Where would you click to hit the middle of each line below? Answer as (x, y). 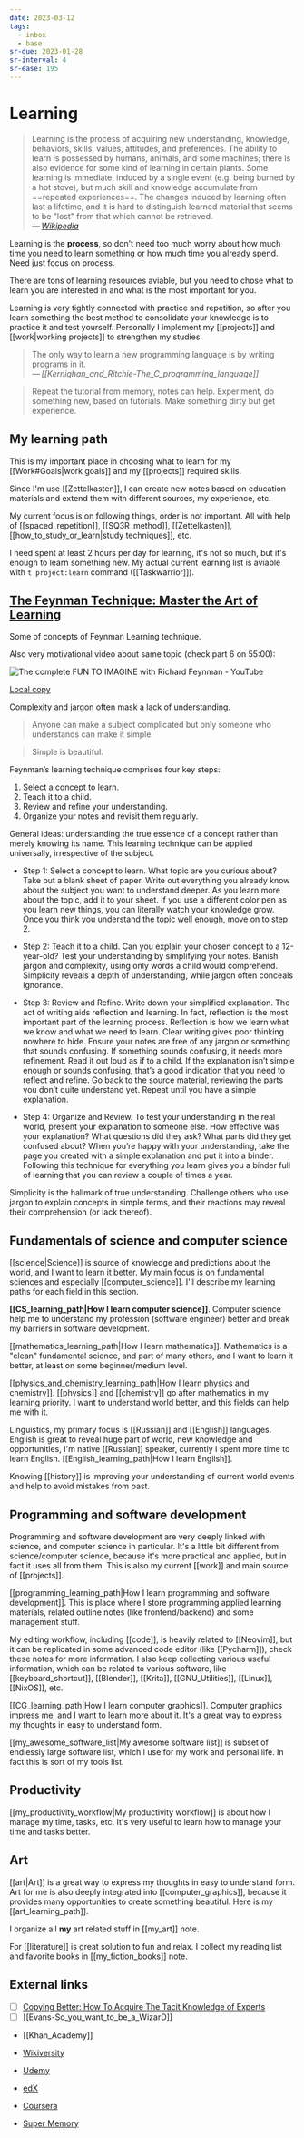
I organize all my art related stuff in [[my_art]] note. (104, 1929)
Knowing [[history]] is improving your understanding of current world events (152, 1477)
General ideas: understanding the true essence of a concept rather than (144, 834)
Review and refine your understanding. (95, 807)
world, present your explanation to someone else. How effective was (151, 1127)
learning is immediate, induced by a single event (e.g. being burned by (163, 177)
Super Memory (50, 2123)
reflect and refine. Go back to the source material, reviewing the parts (153, 1080)
